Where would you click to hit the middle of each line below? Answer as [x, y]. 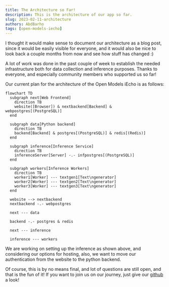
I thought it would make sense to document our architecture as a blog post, [83, 43]
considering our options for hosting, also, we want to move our [71, 254]
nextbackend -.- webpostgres [40, 204]
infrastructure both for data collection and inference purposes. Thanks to [81, 69]
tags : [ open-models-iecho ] [34, 29]
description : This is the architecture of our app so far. [69, 15]
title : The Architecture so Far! [40, 10]
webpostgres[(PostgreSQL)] [34, 111]
